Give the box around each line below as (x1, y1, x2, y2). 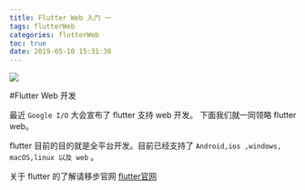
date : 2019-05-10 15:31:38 (9, 47, 112, 56)
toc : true (9, 38, 47, 48)
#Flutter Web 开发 (9, 90, 76, 101)
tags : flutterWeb (9, 22, 76, 31)
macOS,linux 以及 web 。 (9, 152, 99, 163)
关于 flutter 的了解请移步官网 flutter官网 (9, 171, 158, 182)
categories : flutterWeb (9, 30, 100, 39)
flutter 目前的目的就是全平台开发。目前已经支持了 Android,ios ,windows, (9, 140, 282, 151)
